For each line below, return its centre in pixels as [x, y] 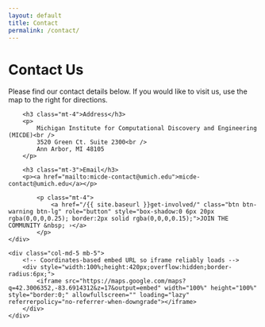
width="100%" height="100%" [211, 288]
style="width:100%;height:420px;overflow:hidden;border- [136, 267]
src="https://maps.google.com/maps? [125, 281]
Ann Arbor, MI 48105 [71, 149]
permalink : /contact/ [44, 30]
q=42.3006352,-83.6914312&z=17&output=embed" [84, 288]
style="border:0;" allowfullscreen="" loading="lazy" [99, 295]
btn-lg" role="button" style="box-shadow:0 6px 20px [126, 212]
